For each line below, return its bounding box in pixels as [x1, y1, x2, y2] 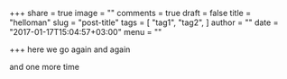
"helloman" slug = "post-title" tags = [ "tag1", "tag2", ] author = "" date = [9, 17, 279, 28]
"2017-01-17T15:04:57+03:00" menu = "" [9, 27, 162, 37]
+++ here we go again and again [9, 44, 131, 55]
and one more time [9, 62, 79, 72]
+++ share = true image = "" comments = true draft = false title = [9, 8, 251, 18]
